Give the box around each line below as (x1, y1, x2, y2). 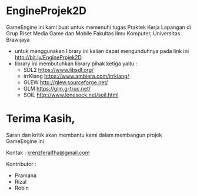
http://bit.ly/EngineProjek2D (14, 54, 82, 61)
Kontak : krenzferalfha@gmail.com (6, 149, 90, 156)
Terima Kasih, (6, 112, 75, 125)
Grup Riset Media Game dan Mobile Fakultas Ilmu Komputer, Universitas (6, 29, 181, 36)
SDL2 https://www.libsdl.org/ (23, 66, 94, 73)
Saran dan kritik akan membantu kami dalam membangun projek (6, 131, 162, 138)
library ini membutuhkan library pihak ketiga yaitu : (14, 60, 138, 67)
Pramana (14, 172, 37, 179)
